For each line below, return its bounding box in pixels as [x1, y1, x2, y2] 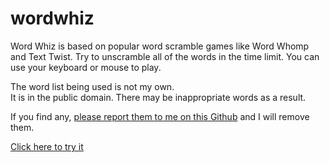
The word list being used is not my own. [10, 80, 175, 92]
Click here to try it [10, 140, 84, 152]
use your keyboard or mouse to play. [10, 61, 162, 73]
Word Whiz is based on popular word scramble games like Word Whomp [10, 40, 310, 52]
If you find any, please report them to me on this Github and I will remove [10, 110, 310, 122]
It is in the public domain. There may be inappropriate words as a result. [10, 91, 307, 103]
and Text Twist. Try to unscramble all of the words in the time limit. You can [10, 50, 320, 62]
